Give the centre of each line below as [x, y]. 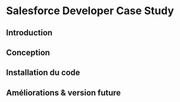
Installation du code [43, 73]
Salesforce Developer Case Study [90, 11]
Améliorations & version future [64, 93]
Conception [28, 52]
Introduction [29, 33]
